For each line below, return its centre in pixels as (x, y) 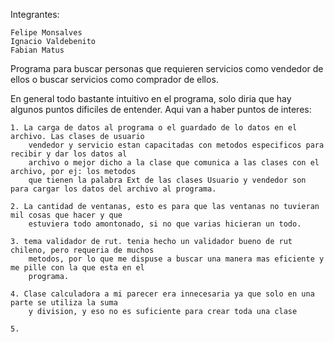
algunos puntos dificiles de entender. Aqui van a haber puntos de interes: (161, 109)
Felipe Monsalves (46, 33)
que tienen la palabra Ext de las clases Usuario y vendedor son (167, 180)
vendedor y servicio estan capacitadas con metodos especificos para (176, 145)
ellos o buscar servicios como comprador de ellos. (114, 79)
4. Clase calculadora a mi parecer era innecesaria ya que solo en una (162, 294)
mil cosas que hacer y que (66, 215)
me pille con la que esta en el (77, 268)
